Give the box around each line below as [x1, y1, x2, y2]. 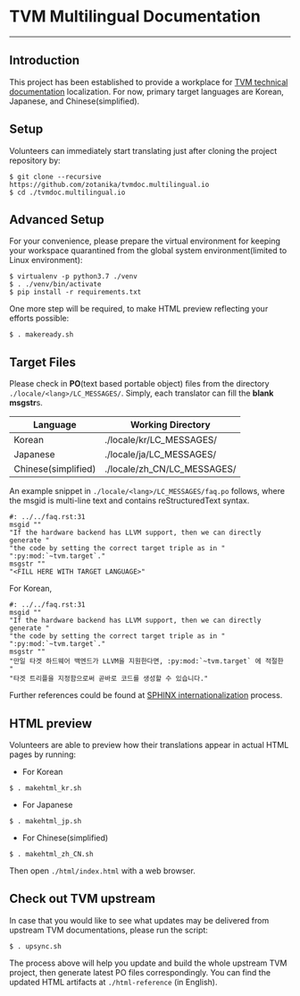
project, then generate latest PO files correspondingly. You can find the [9, 966, 271, 977]
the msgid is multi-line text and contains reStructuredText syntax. [9, 495, 250, 507]
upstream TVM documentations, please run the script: [9, 924, 208, 935]
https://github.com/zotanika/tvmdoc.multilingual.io [9, 180, 210, 189]
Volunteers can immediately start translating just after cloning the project [9, 145, 278, 156]
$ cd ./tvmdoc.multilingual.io [9, 188, 126, 197]
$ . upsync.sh [9, 941, 62, 950]
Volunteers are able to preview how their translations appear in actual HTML [9, 740, 289, 750]
